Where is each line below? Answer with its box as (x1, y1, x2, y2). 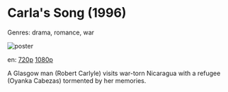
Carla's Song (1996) (7, 5, 127, 21)
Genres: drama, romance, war (7, 28, 94, 37)
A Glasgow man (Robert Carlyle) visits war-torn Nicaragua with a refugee (7, 69, 221, 77)
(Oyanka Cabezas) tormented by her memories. (7, 76, 147, 85)
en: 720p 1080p (7, 55, 53, 64)
